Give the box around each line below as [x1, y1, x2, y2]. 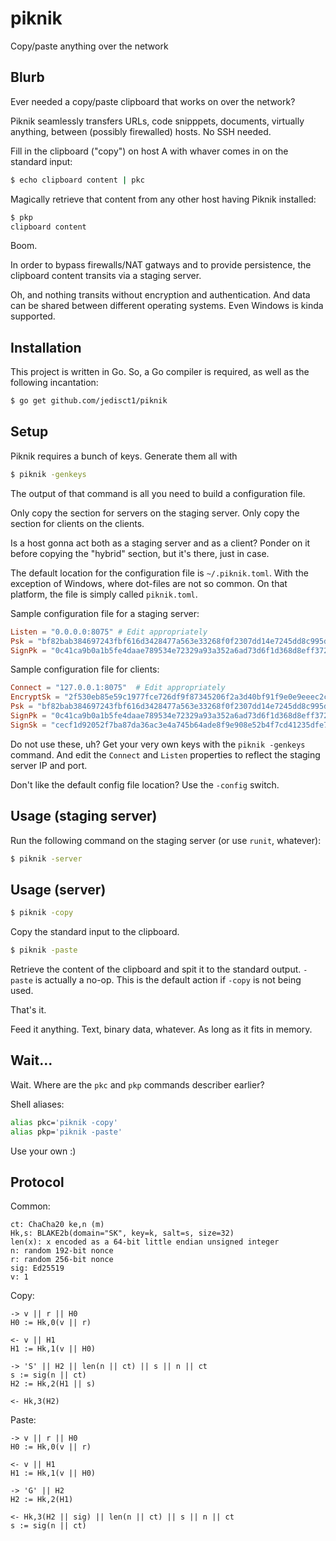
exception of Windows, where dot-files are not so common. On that [10, 577, 288, 589]
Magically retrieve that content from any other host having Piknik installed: [10, 193, 317, 205]
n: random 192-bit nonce [10, 1246, 114, 1256]
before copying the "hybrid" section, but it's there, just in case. [10, 547, 270, 559]
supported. [10, 310, 56, 322]
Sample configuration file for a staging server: [10, 607, 200, 619]
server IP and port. [10, 759, 88, 771]
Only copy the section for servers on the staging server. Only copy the [10, 507, 300, 519]
